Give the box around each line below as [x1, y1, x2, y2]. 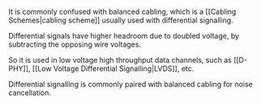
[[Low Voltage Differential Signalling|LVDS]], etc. [32, 64, 195, 73]
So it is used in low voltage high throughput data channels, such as [8, 56, 233, 64]
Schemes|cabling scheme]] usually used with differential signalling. [8, 15, 233, 25]
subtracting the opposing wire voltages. [8, 40, 142, 49]
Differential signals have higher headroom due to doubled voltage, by [8, 31, 240, 40]
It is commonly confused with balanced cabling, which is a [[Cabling [8, 7, 237, 16]
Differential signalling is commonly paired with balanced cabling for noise [8, 80, 253, 89]
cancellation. [8, 88, 51, 98]
